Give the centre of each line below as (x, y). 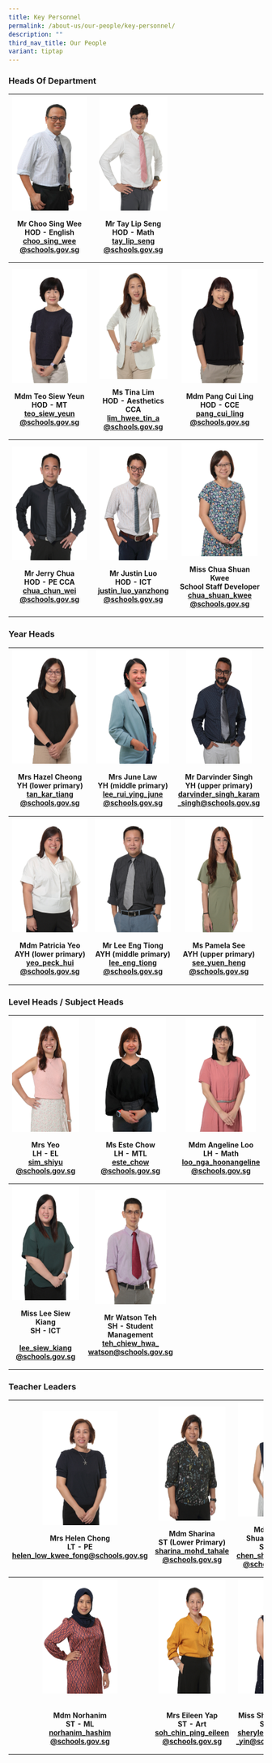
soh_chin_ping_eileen (192, 1732)
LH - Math (221, 1153)
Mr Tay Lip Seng (133, 223)
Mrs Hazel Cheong (50, 777)
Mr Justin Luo (133, 573)
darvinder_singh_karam (219, 794)
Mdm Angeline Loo (221, 1144)
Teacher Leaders (42, 1386)
